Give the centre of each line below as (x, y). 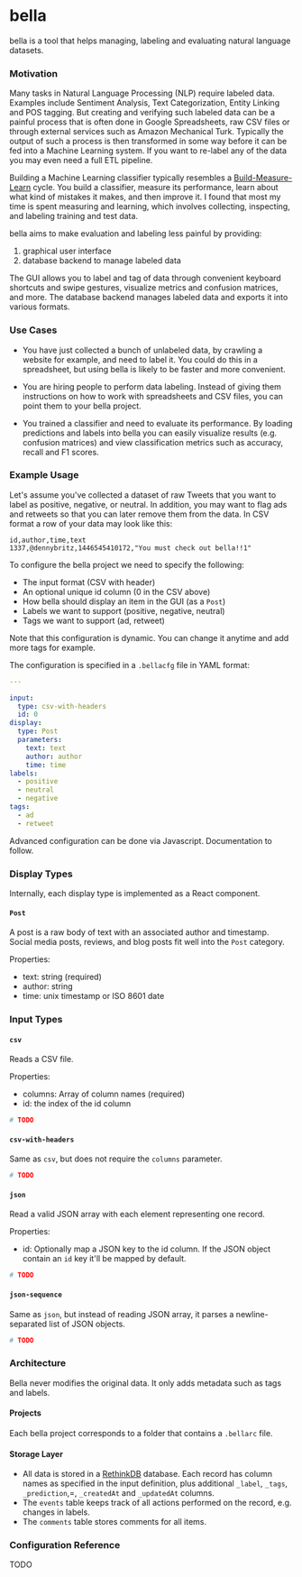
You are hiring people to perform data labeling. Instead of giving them (151, 386)
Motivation (34, 73)
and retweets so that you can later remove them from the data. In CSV (139, 514)
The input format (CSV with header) (89, 582)
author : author (54, 756)
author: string (48, 986)
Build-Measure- (263, 178)
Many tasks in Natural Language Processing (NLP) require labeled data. (142, 93)
